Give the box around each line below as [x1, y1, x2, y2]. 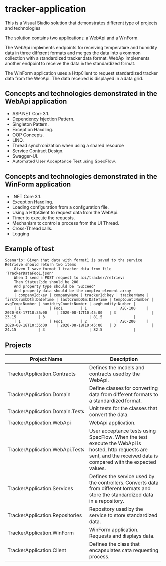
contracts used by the [89, 370, 140, 377]
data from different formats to [89, 391, 158, 398]
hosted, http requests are [89, 446, 148, 453]
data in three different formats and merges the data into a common [5, 50, 141, 56]
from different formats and [89, 485, 151, 492]
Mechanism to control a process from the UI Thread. [12, 220, 120, 226]
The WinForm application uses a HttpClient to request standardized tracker [5, 70, 158, 76]
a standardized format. [89, 397, 142, 404]
